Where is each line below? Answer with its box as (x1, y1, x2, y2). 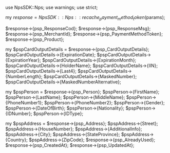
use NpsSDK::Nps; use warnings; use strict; (5, 5, 98, 10)
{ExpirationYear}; (5, 57, 41, 63)
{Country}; (5, 137, 28, 143)
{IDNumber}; (5, 110, 32, 117)
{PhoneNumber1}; (5, 99, 43, 105)
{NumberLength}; (5, 73, 43, 79)
